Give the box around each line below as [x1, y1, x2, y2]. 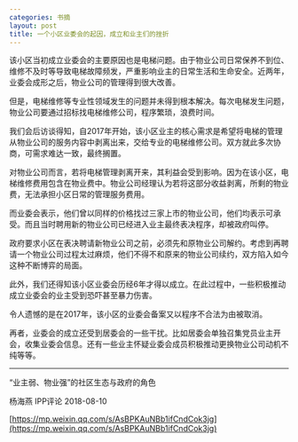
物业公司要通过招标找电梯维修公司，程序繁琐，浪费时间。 [9, 107, 219, 118]
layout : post [9, 21, 58, 30]
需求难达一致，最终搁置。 [32, 148, 126, 159]
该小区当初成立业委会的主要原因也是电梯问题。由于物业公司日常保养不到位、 [9, 55, 289, 66]
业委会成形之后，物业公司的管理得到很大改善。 [9, 77, 180, 88]
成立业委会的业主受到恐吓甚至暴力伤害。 [9, 290, 157, 301]
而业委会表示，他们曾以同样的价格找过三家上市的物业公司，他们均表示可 [9, 208, 273, 218]
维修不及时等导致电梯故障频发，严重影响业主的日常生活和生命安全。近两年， [9, 66, 289, 76]
